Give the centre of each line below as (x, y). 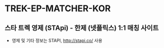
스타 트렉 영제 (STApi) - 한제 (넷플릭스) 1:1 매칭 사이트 (82, 28)
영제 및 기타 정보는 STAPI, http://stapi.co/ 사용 (57, 40)
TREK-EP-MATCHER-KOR (58, 9)
